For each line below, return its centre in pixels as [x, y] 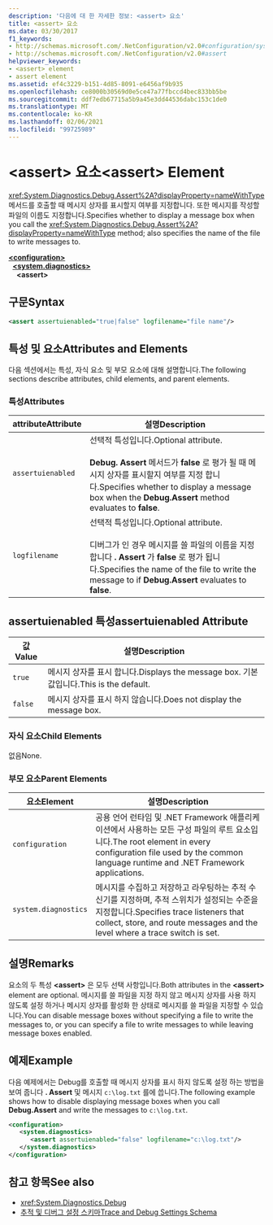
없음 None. [25, 755]
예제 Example [41, 1061]
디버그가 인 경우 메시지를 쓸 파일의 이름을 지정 [172, 545]
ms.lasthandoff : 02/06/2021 [56, 122]
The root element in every [162, 841]
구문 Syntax [37, 302]
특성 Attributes [37, 402]
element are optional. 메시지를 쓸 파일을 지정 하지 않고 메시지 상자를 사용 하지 [132, 995]
